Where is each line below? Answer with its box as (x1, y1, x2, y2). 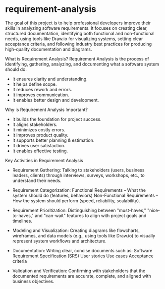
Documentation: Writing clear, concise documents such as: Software (12, 247, 153, 253)
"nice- (147, 207, 160, 213)
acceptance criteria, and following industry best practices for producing (5, 41, 152, 47)
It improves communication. (12, 92, 69, 98)
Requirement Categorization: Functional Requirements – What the (12, 187, 146, 193)
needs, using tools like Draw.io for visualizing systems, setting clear (5, 36, 143, 42)
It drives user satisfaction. (12, 142, 65, 148)
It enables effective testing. (12, 148, 68, 154)
